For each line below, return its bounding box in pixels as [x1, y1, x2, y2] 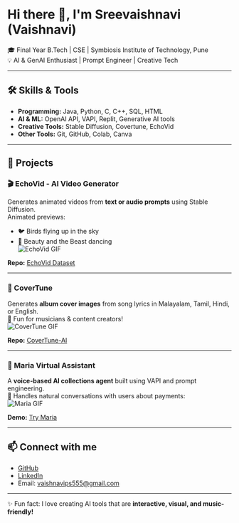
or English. [7, 306, 39, 316]
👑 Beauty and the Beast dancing [17, 237, 112, 246]
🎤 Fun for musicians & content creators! [7, 314, 123, 323]
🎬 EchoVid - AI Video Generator [7, 179, 119, 189]
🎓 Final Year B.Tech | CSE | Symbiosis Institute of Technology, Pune [7, 46, 208, 54]
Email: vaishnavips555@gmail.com [17, 479, 119, 487]
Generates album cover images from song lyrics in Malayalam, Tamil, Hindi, [7, 299, 230, 308]
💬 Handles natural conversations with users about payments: [7, 392, 186, 400]
